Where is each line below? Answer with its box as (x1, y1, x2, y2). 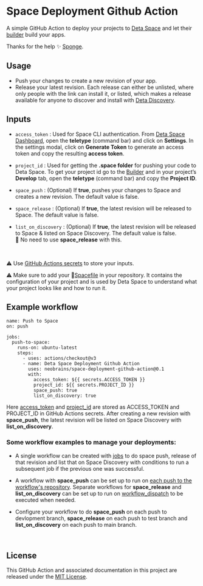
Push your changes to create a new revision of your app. (15, 77, 157, 84)
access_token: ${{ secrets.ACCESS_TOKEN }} (33, 377, 146, 383)
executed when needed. (15, 496, 76, 504)
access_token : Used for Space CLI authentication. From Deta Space (15, 130, 185, 138)
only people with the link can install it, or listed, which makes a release (15, 90, 191, 97)
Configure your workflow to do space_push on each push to (15, 508, 167, 515)
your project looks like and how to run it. (6, 284, 107, 291)
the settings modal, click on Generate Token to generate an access (15, 143, 184, 151)
